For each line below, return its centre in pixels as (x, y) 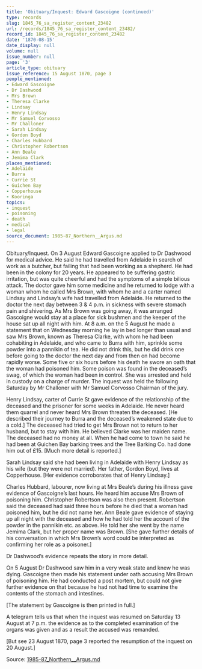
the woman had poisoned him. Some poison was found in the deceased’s (97, 368)
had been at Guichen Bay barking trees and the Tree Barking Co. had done (99, 444)
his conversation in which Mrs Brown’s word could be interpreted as (90, 538)
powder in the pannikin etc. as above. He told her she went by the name (95, 525)
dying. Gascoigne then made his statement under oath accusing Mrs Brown (100, 574)
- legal (16, 230)
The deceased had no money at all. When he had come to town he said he (98, 438)
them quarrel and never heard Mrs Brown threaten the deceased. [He (92, 412)
